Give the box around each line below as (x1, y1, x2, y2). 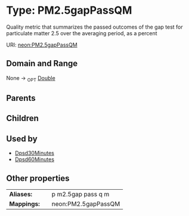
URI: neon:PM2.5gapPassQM (6, 41, 78, 48)
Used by (6, 134, 38, 144)
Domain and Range (6, 58, 78, 69)
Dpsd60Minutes (14, 156, 55, 163)
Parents (6, 93, 36, 103)
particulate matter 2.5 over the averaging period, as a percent (6, 29, 157, 36)
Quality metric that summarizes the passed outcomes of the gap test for (6, 23, 183, 30)
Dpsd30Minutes (14, 150, 55, 157)
